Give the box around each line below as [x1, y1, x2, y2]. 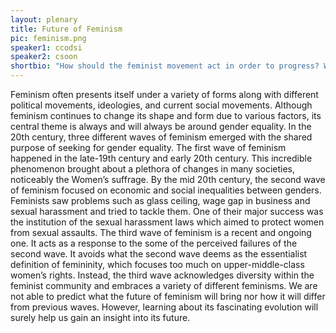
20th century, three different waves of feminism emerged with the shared [10, 131, 313, 143]
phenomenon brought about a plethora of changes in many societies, [10, 163, 295, 175]
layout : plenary [10, 14, 78, 25]
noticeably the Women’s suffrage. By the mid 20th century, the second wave [10, 174, 326, 185]
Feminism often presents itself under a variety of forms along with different [10, 89, 319, 100]
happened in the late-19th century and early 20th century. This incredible [10, 152, 313, 164]
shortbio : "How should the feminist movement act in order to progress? [10, 61, 320, 71]
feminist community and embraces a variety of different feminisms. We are [10, 280, 318, 291]
